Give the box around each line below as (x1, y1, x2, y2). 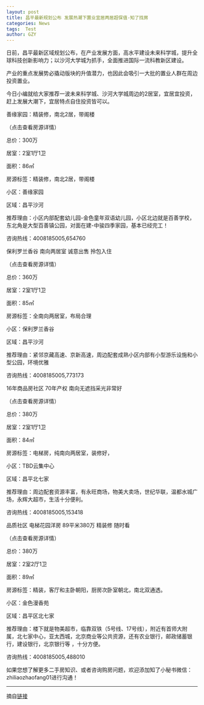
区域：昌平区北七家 (6, 612, 55, 620)
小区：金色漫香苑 (6, 599, 49, 606)
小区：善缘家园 (6, 188, 44, 195)
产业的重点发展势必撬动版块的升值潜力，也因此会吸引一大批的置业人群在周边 (6, 69, 198, 77)
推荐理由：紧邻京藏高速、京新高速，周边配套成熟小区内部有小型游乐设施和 (6, 351, 192, 359)
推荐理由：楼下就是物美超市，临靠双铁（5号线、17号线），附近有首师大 (6, 625, 182, 633)
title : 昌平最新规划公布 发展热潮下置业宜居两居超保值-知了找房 (6, 15, 149, 21)
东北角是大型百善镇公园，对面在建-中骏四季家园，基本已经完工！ (6, 222, 169, 229)
